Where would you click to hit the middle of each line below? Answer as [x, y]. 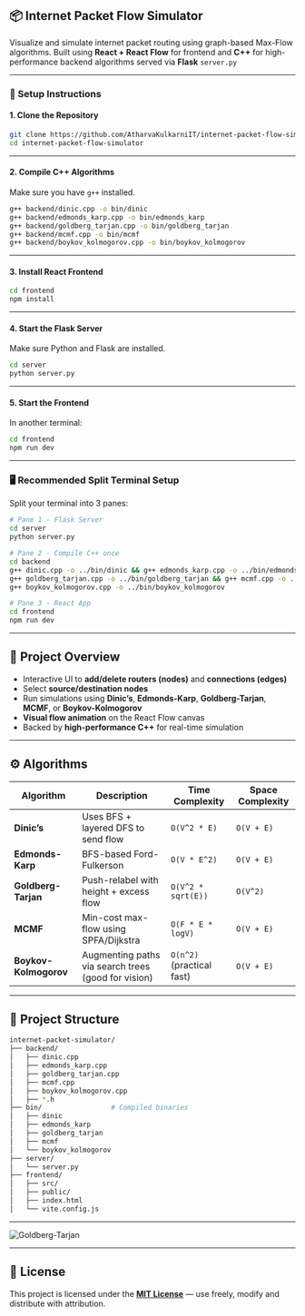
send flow [103, 839]
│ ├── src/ [34, 1183]
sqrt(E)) [190, 896]
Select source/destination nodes [85, 688]
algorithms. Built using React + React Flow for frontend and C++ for [137, 52]
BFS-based [106, 854]
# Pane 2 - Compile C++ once [64, 554]
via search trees [116, 966]
